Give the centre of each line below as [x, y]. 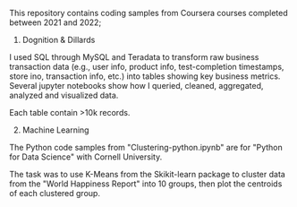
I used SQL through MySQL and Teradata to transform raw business [134, 57]
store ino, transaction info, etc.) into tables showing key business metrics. [145, 76]
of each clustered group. [55, 193]
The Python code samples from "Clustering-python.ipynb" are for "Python [146, 147]
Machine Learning [55, 130]
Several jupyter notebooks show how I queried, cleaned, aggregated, [136, 86]
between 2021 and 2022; [55, 22]
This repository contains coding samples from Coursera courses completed [148, 13]
